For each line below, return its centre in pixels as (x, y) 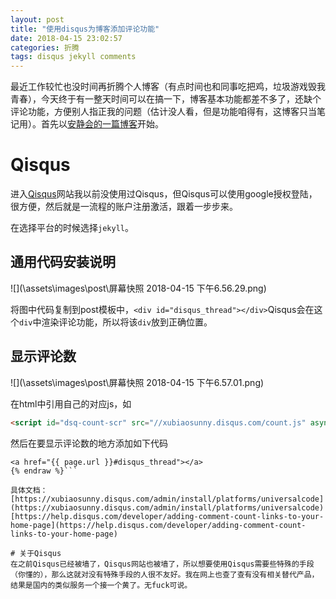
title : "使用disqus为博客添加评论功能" (85, 29)
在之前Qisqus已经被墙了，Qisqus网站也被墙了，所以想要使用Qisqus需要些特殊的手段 (162, 564)
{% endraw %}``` (44, 471)
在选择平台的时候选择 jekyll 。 (72, 228)
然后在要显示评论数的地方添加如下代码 (89, 443)
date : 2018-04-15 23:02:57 (66, 38)
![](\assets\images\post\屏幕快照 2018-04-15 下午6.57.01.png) (137, 382)
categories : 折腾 (45, 47)
